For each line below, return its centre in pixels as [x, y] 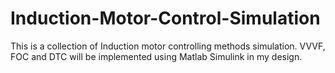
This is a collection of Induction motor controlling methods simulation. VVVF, [168, 46]
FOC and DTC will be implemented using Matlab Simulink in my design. [156, 56]
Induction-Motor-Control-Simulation [165, 18]
